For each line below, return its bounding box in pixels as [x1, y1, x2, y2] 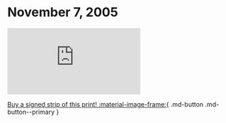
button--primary [7, 107, 55, 116]
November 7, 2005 [7, 4, 118, 20]
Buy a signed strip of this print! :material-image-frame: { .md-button [7, 100, 204, 108]
